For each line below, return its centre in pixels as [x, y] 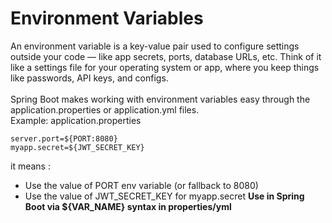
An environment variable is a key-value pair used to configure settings [155, 46]
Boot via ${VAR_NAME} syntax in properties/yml [128, 206]
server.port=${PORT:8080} [64, 138]
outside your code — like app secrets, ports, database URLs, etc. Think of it [166, 56]
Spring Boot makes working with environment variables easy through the [160, 99]
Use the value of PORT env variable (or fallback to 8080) [141, 185]
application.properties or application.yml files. [105, 109]
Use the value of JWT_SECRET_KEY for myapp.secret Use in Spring [164, 196]
